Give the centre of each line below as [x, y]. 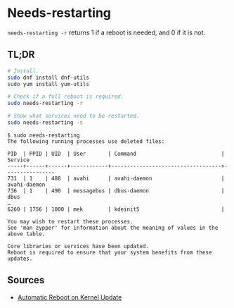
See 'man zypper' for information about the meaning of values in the [113, 228]
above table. [26, 234]
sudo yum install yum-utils [48, 84]
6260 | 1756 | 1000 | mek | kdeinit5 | [116, 209]
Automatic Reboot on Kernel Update [70, 297]
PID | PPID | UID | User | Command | [116, 154]
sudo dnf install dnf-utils [48, 78]
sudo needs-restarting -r [45, 104]
